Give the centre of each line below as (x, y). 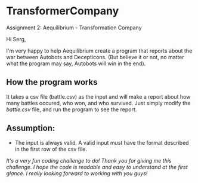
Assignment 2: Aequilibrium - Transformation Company (74, 28)
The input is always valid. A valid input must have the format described (102, 142)
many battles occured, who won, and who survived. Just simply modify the (98, 103)
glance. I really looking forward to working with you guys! (77, 173)
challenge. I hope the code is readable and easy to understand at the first (97, 167)
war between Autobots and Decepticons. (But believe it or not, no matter (95, 57)
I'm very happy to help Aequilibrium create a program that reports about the (99, 51)
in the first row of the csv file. (51, 149)
